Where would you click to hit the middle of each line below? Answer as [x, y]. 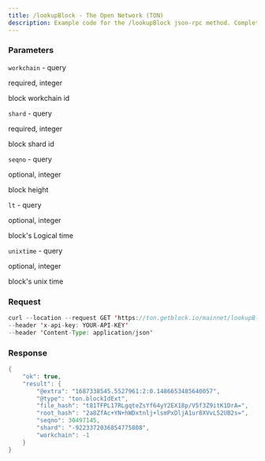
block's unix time [36, 281]
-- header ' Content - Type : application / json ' [81, 333]
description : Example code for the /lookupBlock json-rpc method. [119, 23]
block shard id [32, 143]
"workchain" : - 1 [63, 435]
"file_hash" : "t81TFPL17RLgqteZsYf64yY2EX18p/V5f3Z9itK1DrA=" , [142, 406]
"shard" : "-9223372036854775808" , [93, 428]
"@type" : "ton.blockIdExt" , [82, 399]
